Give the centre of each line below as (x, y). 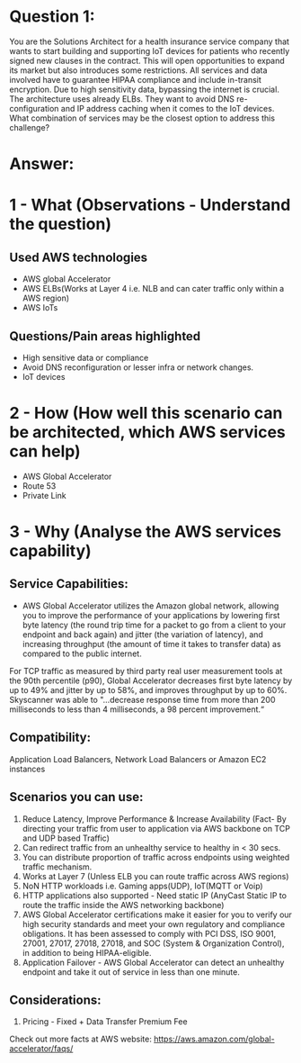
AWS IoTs (40, 308)
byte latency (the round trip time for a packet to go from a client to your (154, 625)
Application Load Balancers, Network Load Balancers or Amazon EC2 (138, 759)
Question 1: (53, 17)
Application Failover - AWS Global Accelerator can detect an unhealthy (153, 962)
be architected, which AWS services (147, 432)
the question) (61, 225)
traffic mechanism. (57, 867)
